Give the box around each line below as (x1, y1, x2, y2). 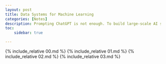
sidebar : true (14, 30, 43, 35)
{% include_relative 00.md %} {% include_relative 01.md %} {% (5, 48, 134, 54)
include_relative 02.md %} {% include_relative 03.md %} (5, 54, 121, 60)
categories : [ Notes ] (5, 16, 48, 21)
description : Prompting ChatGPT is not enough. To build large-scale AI (5, 21, 158, 26)
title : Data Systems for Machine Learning (5, 12, 94, 17)
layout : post (5, 7, 32, 12)
